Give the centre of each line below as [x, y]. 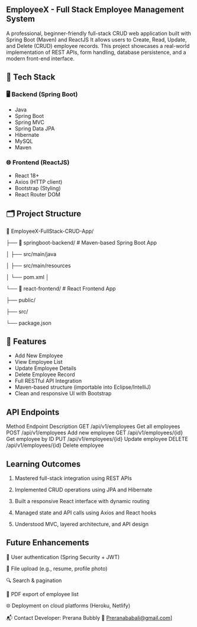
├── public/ [21, 300]
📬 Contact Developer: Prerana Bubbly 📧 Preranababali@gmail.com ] [89, 618]
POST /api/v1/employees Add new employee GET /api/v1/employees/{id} [95, 433]
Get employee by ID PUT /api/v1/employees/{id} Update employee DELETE [97, 439]
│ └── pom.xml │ [28, 277]
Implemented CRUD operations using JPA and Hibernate [83, 490]
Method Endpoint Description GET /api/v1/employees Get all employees [93, 427]
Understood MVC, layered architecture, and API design [82, 524]
